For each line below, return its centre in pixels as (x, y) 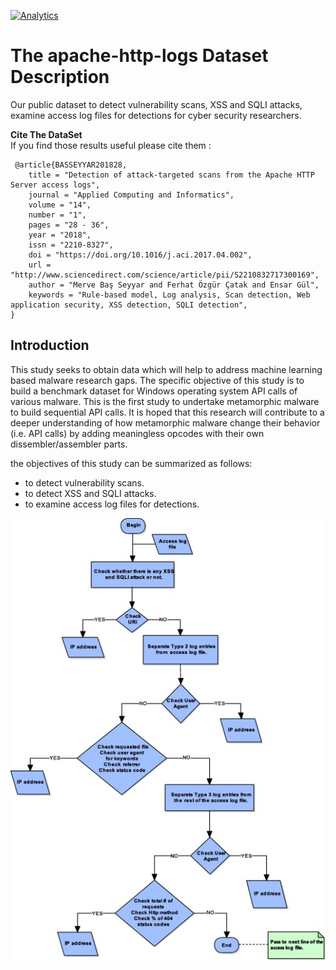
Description (60, 77)
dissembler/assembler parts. (69, 444)
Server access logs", (55, 185)
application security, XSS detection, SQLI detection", (129, 305)
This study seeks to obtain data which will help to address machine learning (166, 369)
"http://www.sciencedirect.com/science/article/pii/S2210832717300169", (165, 275)
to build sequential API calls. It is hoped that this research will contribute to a (167, 412)
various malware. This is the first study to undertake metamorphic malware (165, 401)
